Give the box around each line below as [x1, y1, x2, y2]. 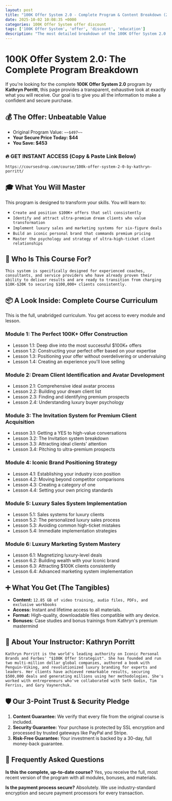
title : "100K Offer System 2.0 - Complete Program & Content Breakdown [5, 12, 161, 17]
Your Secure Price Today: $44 [12, 134, 78, 141]
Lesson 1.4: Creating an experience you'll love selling [12, 359, 125, 365]
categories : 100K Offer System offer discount [5, 21, 106, 27]
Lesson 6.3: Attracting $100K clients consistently [12, 563, 116, 569]
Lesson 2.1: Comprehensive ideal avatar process [12, 383, 115, 389]
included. [12, 719, 33, 725]
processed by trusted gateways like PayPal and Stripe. [12, 729, 128, 736]
